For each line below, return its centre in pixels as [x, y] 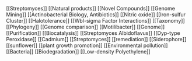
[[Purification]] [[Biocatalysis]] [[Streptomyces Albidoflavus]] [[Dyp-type [93, 33]
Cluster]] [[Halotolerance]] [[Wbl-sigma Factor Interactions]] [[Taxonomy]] [95, 21]
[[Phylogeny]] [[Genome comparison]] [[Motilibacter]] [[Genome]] [85, 27]
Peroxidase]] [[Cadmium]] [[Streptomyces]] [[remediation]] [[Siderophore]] [96, 39]
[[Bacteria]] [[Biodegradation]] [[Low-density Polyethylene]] [78, 51]
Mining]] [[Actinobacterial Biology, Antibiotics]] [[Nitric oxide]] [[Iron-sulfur [96, 15]
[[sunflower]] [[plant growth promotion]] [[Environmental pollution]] [87, 45]
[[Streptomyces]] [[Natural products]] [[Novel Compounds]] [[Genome [90, 8]
